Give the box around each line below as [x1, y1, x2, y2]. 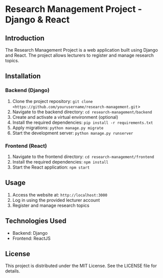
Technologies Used [5, 217, 66, 225]
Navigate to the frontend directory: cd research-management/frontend [12, 153, 155, 160]
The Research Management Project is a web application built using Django [5, 47, 158, 53]
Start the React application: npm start [12, 164, 90, 170]
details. [5, 268, 20, 274]
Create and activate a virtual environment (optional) [12, 114, 119, 120]
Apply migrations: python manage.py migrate [12, 124, 104, 130]
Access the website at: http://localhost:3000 [12, 191, 108, 197]
